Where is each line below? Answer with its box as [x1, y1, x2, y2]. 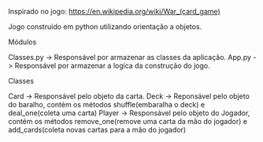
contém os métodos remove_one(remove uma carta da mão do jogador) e [8, 117, 248, 125]
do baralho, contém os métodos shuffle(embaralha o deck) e [8, 100, 206, 109]
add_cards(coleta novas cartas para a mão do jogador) [8, 125, 187, 134]
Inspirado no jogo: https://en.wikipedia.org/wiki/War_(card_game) [8, 7, 220, 16]
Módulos [8, 37, 37, 47]
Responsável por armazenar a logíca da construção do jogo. [14, 61, 210, 70]
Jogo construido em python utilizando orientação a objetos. [8, 22, 202, 31]
